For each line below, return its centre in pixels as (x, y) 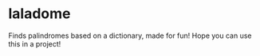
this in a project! (35, 43)
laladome (39, 14)
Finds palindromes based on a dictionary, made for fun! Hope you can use (130, 35)
